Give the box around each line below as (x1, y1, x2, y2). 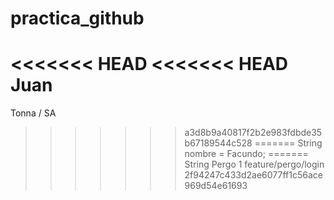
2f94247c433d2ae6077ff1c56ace (184, 169, 323, 181)
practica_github (10, 7, 145, 30)
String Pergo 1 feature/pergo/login (184, 158, 325, 171)
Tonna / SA (10, 107, 57, 119)
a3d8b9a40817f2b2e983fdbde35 (184, 127, 323, 139)
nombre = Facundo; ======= (184, 148, 309, 160)
